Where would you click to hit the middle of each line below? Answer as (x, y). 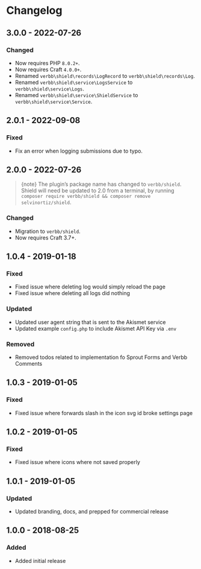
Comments (29, 363)
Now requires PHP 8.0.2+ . (47, 63)
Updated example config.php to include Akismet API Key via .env (95, 328)
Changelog (34, 11)
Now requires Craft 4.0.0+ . (48, 69)
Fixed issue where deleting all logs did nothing (73, 293)
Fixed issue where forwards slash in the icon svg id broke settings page (104, 413)
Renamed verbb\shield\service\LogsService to (74, 82)
